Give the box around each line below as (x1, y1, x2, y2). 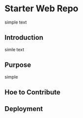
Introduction (4, 33, 44, 42)
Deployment (4, 105, 43, 113)
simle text (4, 46, 25, 52)
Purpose (4, 61, 31, 69)
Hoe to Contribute (4, 88, 61, 96)
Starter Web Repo (4, 3, 79, 14)
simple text (4, 19, 27, 25)
